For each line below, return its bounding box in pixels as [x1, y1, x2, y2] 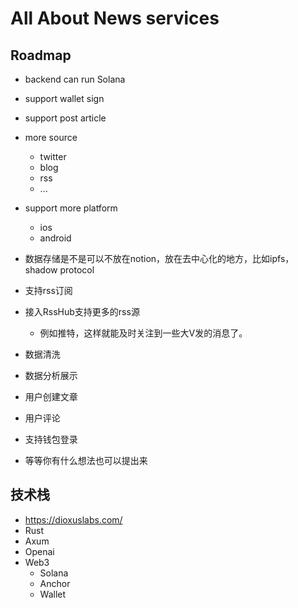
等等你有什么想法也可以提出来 [24, 455, 148, 466]
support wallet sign [24, 93, 105, 104]
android [39, 232, 72, 244]
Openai [24, 545, 55, 557]
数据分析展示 [24, 370, 78, 381]
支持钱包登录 [24, 433, 78, 445]
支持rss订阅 [24, 285, 73, 296]
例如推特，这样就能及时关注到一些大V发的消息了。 [39, 327, 248, 339]
